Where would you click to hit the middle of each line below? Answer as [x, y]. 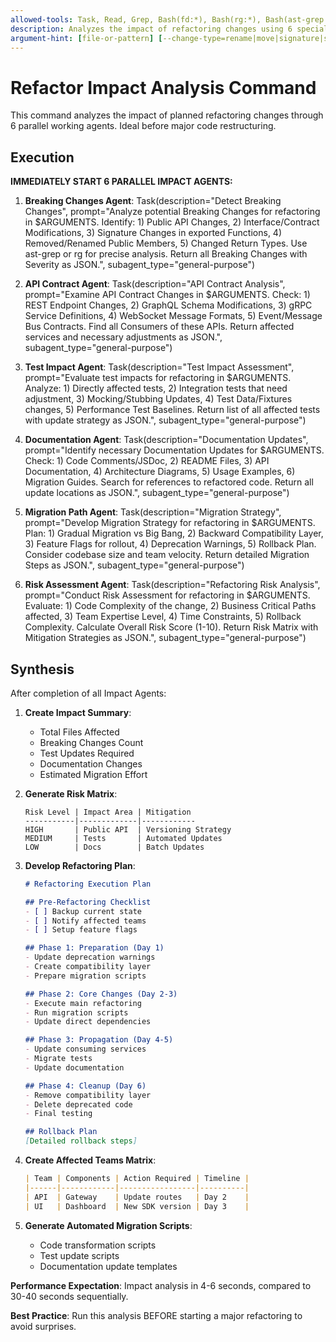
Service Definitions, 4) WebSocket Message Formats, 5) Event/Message [173, 316]
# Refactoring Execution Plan [88, 884]
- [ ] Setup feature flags [81, 930]
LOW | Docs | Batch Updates [114, 847]
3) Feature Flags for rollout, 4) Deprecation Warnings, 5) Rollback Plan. [170, 544]
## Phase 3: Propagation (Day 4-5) [99, 1040]
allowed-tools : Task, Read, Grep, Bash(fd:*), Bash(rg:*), [136, 19]
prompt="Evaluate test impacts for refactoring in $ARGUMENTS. [158, 378]
